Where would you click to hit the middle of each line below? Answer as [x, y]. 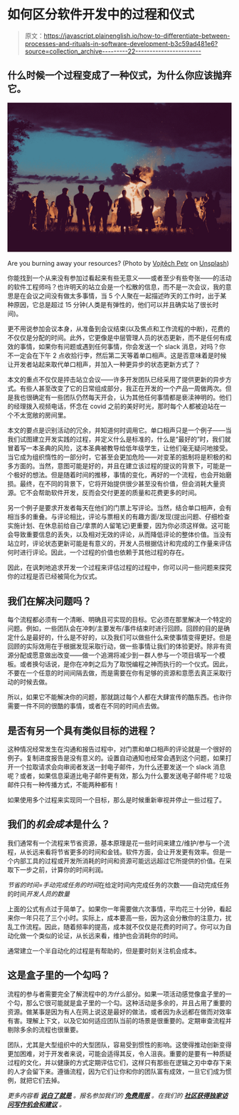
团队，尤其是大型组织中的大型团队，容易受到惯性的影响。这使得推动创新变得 [119, 1044]
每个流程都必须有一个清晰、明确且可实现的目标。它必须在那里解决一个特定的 [119, 620]
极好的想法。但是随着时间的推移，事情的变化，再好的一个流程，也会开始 [119, 475]
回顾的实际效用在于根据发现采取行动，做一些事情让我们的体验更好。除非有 [116, 646]
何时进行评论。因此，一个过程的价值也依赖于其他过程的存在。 [98, 552]
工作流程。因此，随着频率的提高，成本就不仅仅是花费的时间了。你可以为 [119, 926]
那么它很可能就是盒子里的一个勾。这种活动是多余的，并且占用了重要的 [129, 1002]
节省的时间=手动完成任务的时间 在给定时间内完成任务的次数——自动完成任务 [118, 885]
